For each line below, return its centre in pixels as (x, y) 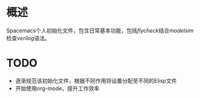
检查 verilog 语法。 (28, 38)
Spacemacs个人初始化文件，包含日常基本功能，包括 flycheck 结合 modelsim (100, 30)
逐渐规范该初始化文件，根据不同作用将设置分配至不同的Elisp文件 (96, 80)
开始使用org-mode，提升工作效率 (57, 88)
